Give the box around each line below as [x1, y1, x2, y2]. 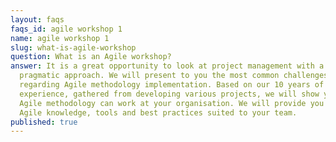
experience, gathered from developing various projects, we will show [19, 89, 320, 99]
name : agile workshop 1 [10, 33, 110, 43]
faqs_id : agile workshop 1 [10, 24, 123, 34]
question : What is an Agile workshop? [10, 52, 172, 62]
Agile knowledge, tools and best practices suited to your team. [19, 107, 298, 118]
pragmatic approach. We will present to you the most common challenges [19, 71, 329, 81]
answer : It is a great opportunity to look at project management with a [10, 61, 325, 71]
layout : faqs [10, 14, 65, 25]
